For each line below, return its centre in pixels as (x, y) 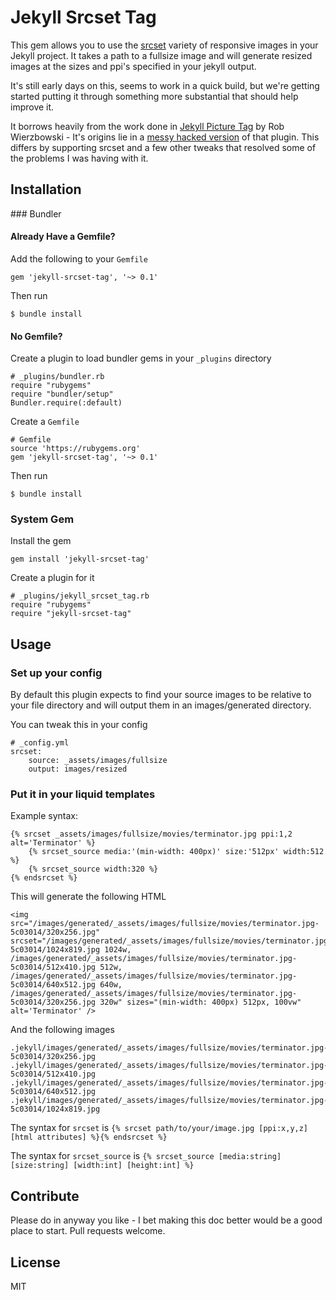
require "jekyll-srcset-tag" (71, 614)
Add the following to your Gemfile (79, 258)
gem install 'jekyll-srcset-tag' (80, 559)
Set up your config (56, 673)
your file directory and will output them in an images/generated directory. (161, 705)
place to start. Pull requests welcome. (88, 1231)
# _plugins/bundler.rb (57, 377)
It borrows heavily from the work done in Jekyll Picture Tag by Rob (147, 126)
